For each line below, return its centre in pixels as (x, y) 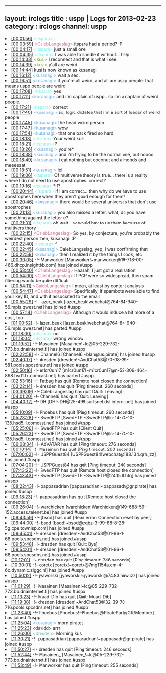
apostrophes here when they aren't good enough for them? (65, 196)
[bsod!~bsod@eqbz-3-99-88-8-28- (89, 523)
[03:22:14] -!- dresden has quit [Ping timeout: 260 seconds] (72, 386)
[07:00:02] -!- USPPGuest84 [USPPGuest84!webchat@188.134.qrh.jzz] (84, 454)
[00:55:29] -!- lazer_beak (37, 302)
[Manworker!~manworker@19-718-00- (104, 259)
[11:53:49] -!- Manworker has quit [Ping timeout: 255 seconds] (75, 665)
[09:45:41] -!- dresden (34, 533)
